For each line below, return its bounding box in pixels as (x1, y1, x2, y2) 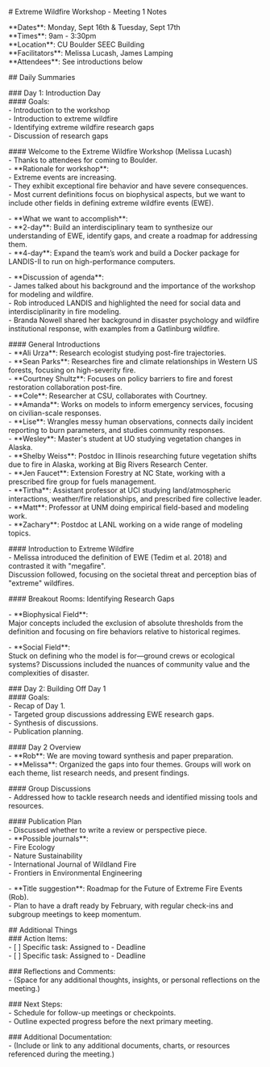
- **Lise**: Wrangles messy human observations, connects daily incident (8, 417, 254, 426)
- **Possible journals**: (8, 834, 89, 843)
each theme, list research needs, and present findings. (8, 768, 189, 778)
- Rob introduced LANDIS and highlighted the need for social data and (8, 298, 241, 308)
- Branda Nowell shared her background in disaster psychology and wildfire (8, 315, 260, 325)
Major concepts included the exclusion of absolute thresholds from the (8, 618, 243, 628)
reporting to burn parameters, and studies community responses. (8, 426, 226, 435)
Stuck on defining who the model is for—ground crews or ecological (8, 651, 235, 661)
